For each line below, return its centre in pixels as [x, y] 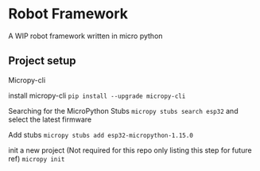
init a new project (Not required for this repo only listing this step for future [130, 150]
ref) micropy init [37, 158]
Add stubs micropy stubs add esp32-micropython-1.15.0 [101, 134]
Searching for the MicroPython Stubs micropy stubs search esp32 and [123, 111]
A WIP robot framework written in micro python [85, 36]
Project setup [43, 61]
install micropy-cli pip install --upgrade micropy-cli [97, 95]
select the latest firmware [50, 119]
